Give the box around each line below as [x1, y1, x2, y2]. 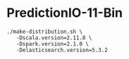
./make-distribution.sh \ [6, 28, 82, 35]
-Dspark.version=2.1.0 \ [16, 40, 90, 47]
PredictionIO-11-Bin [6, 5, 123, 21]
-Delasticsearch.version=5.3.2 [16, 46, 109, 53]
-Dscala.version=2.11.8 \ [16, 34, 92, 41]
